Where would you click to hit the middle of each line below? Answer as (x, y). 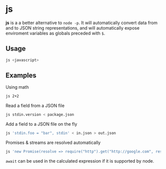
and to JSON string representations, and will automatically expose (73, 28)
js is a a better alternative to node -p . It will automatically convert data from (82, 23)
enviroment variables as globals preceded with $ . (55, 33)
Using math (17, 87)
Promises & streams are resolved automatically (53, 143)
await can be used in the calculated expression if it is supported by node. (80, 161)
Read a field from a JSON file (35, 106)
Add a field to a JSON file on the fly (42, 124)
